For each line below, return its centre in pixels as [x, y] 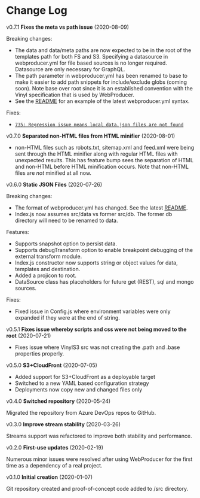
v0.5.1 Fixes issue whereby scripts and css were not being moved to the [96, 329]
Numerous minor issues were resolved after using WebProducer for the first [99, 459]
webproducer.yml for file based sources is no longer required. [91, 63]
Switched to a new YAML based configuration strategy [82, 383]
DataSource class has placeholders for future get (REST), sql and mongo [104, 281]
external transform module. [48, 256]
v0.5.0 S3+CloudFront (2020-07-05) [52, 365]
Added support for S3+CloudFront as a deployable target [85, 376]
